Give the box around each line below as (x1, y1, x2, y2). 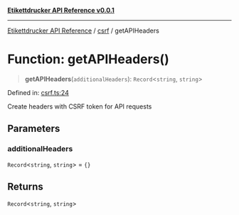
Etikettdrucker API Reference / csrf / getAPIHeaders (7, 26, 160, 35)
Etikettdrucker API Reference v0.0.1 (7, 6, 115, 14)
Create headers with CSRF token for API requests (7, 102, 152, 111)
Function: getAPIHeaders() (7, 51, 169, 67)
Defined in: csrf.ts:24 (7, 88, 69, 97)
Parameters (7, 123, 60, 135)
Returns (7, 181, 44, 193)
